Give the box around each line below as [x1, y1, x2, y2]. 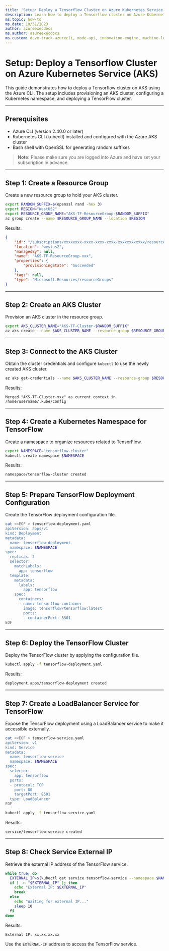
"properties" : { [14, 258, 49, 263]
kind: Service [5, 745, 35, 750]
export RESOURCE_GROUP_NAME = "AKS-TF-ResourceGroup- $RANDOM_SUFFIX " [5, 212, 150, 217]
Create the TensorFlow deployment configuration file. [5, 512, 116, 518]
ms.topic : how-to [5, 17, 42, 22]
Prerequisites [5, 115, 48, 124]
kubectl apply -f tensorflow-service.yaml [5, 811, 96, 816]
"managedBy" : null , [14, 249, 55, 254]
